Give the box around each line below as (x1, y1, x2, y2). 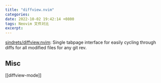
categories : (5, 12, 30, 17)
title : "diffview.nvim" (5, 7, 55, 12)
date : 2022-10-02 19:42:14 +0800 (5, 16, 75, 21)
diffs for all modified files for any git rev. (5, 45, 87, 51)
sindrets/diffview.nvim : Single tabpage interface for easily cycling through (5, 39, 157, 45)
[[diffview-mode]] (5, 72, 42, 78)
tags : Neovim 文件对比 (5, 21, 49, 26)
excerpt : (5, 26, 23, 31)
